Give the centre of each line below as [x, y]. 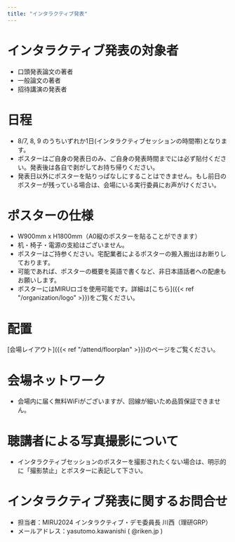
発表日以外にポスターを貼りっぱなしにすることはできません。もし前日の [122, 176]
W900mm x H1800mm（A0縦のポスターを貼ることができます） [109, 237]
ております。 [35, 263]
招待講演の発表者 [42, 89]
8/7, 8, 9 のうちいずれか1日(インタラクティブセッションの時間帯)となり [119, 140]
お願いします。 [39, 280]
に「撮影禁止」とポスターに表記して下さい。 [82, 470]
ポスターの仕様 [51, 216]
